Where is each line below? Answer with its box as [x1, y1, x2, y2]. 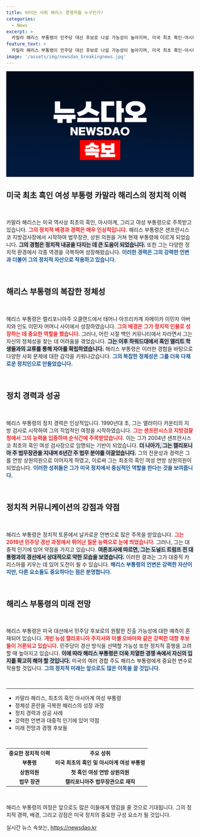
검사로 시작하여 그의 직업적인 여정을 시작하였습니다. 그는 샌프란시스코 [12, 427, 173, 434]
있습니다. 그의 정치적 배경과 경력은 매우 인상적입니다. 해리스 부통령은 [6, 226, 164, 233]
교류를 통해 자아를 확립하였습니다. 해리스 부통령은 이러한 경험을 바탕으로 [26, 345, 193, 352]
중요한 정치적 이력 [8, 750, 51, 757]
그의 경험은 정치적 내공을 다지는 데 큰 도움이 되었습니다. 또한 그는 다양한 [18, 241, 184, 248]
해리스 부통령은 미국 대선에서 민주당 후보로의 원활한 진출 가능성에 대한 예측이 [6, 627, 185, 635]
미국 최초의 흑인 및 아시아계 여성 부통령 [55, 759, 146, 767]
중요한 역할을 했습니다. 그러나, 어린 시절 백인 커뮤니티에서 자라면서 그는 [27, 330, 193, 337]
